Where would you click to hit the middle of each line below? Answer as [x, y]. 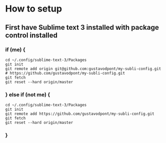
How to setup [34, 9]
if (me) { [15, 49]
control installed [32, 35]
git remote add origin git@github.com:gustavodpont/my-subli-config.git [83, 68]
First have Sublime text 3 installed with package [82, 27]
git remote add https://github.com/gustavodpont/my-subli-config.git [80, 114]
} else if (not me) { [28, 95]
